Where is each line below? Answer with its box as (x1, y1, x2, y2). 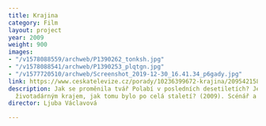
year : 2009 (8, 33, 44, 42)
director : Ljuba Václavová (8, 99, 97, 107)
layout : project (8, 26, 62, 34)
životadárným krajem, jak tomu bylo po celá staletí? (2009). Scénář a (15, 92, 257, 100)
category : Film (8, 19, 59, 27)
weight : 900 (8, 41, 47, 49)
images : (8, 48, 34, 56)
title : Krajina (8, 11, 59, 20)
